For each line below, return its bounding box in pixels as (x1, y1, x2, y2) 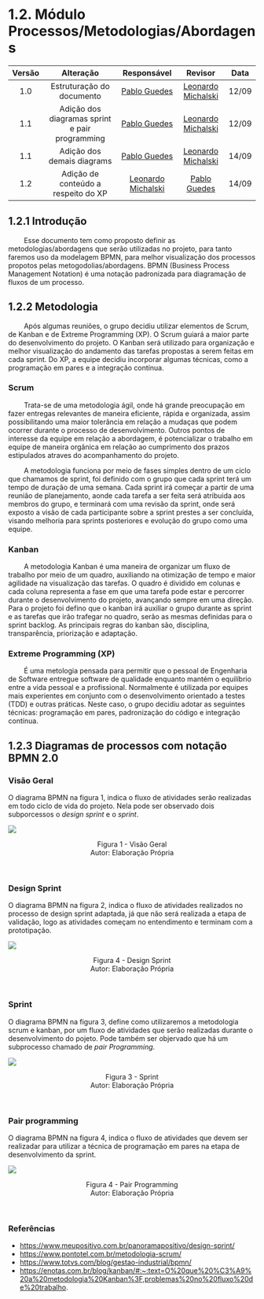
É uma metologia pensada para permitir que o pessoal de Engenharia (23, 666, 247, 676)
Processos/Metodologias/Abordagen (8, 22, 256, 40)
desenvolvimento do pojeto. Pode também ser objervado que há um (8, 1033, 229, 1043)
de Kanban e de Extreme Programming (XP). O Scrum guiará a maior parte (8, 329, 249, 339)
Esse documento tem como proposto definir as (23, 235, 176, 245)
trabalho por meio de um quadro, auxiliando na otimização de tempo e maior (8, 570, 256, 580)
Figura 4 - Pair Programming (86, 1180, 178, 1190)
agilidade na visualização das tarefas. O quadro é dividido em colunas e (8, 578, 241, 588)
